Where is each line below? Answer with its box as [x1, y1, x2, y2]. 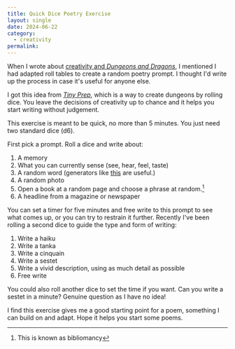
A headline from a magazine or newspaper [17, 192, 141, 200]
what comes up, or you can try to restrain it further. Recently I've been [7, 213, 210, 221]
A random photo [17, 176, 65, 184]
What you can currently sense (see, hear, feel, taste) [17, 161, 169, 169]
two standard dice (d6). [7, 127, 75, 135]
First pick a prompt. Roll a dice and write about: [7, 140, 143, 148]
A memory [17, 153, 48, 162]
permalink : [7, 43, 39, 50]
